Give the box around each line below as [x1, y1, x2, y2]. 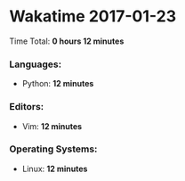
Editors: [9, 101, 44, 113]
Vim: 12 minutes [21, 120, 83, 131]
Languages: [9, 58, 62, 70]
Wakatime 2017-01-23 [9, 6, 177, 27]
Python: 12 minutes [21, 78, 94, 89]
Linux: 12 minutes [21, 163, 88, 174]
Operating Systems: [9, 143, 98, 155]
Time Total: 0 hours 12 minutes [9, 36, 125, 46]
